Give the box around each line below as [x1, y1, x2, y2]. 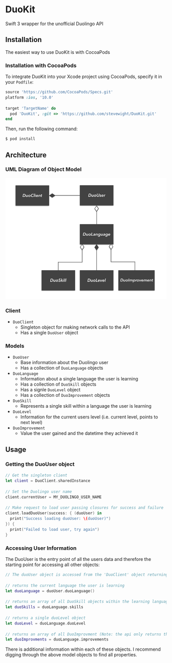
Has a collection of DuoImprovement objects [20, 392, 110, 398]
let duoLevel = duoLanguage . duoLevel [5, 620, 86, 626]
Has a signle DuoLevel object [20, 387, 81, 393]
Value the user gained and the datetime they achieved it [20, 430, 138, 436]
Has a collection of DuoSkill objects [20, 381, 96, 388]
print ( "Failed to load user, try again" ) [10, 527, 100, 532]
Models [5, 343, 25, 350]
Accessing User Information [5, 545, 77, 552]
